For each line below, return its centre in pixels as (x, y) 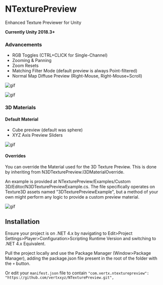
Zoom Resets (25, 66)
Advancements (24, 44)
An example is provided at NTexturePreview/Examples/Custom (68, 181)
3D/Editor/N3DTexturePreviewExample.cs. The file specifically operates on (80, 186)
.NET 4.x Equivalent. (25, 244)
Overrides (15, 156)
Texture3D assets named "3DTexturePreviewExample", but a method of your (82, 192)
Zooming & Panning (32, 61)
